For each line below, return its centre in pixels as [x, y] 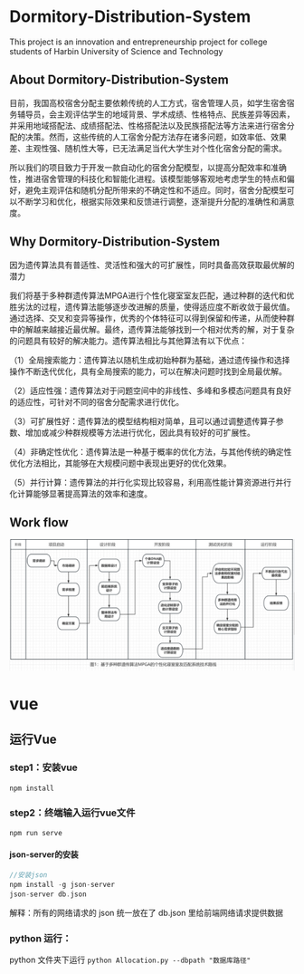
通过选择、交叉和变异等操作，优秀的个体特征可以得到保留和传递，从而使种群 [152, 318]
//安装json [28, 875]
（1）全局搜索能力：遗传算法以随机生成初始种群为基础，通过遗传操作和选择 [150, 360]
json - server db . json [48, 894]
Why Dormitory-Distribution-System [115, 242]
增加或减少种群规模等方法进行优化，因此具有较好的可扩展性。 [140, 432]
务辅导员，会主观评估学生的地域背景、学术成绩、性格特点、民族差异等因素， [152, 114]
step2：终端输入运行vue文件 [72, 813]
